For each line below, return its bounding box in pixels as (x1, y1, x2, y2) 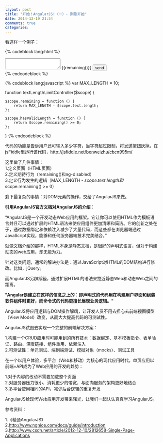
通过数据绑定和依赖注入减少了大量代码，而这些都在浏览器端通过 (13, 226, 141, 233)
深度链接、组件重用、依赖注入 (26, 341, 86, 347)
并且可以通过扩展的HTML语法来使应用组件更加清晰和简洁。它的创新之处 (9, 221, 154, 226)
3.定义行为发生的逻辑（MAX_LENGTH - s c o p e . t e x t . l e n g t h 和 (5, 177, 124, 183)
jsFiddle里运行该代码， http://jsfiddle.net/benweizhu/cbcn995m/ (5, 149, 132, 155)
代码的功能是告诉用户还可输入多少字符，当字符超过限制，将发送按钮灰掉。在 (5, 143, 158, 149)
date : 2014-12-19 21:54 (5, 16, 53, 21)
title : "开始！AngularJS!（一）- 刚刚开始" (5, 12, 87, 16)
